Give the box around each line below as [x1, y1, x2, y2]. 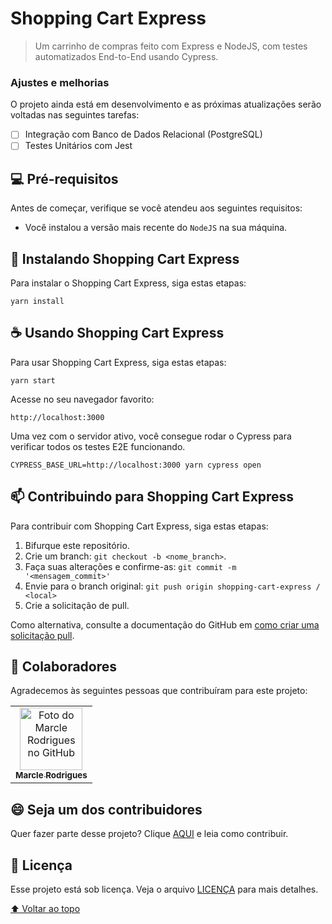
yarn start [10, 375, 56, 386]
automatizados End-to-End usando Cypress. [34, 50, 219, 62]
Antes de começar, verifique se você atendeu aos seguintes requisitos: [10, 202, 303, 214]
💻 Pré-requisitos [10, 170, 119, 187]
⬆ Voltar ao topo [10, 903, 81, 915]
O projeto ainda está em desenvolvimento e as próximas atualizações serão [10, 98, 322, 111]
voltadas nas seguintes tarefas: [10, 109, 140, 121]
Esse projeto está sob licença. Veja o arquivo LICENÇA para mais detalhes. [10, 883, 319, 896]
